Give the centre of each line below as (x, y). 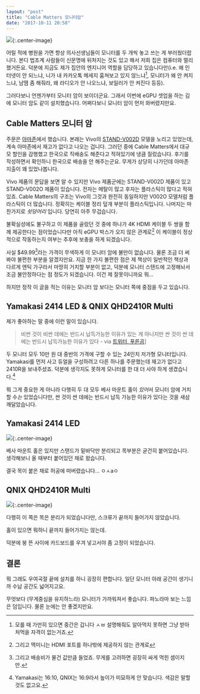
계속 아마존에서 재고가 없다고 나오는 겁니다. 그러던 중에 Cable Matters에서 (92, 146)
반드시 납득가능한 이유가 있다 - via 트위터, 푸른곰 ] (89, 341)
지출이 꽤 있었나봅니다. (32, 169)
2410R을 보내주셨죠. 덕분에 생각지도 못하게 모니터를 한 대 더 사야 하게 (87, 369)
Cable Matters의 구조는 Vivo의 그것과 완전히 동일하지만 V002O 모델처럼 (103, 196)
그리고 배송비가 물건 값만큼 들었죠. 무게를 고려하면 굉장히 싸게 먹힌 (92, 658)
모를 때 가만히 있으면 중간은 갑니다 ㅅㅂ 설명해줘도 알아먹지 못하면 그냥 (96, 625)
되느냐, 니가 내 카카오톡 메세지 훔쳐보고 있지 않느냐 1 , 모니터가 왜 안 (105, 75)
